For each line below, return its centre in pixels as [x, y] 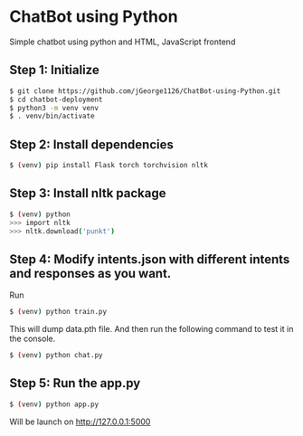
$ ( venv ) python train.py [58, 312]
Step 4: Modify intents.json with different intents [150, 259]
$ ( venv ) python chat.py [56, 355]
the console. [33, 339]
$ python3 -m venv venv [54, 108]
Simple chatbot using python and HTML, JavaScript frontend [123, 42]
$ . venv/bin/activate [52, 116]
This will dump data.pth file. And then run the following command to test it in [151, 329]
